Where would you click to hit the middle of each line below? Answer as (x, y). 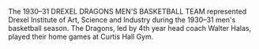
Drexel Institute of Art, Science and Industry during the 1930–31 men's (122, 20)
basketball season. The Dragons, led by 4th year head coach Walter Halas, (130, 28)
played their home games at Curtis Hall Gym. (81, 36)
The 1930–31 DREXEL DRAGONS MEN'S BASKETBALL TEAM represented (128, 11)
